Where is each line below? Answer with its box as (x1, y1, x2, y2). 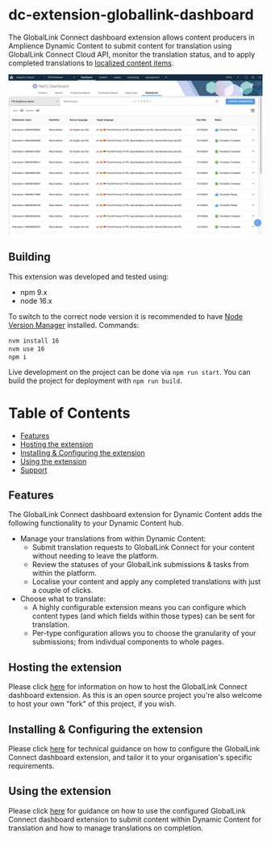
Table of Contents (8, 404, 131, 422)
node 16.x (19, 296, 52, 305)
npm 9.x (19, 287, 48, 296)
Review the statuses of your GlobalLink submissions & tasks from (31, 560, 249, 570)
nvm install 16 (8, 337, 60, 345)
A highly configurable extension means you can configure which (31, 603, 247, 612)
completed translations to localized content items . (8, 58, 174, 68)
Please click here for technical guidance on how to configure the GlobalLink (8, 744, 261, 754)
